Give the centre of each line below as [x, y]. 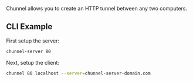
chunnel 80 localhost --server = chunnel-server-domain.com [78, 73]
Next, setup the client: [33, 62]
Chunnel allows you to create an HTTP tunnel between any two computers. [97, 8]
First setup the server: [33, 41]
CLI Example [29, 27]
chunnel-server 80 [28, 51]
